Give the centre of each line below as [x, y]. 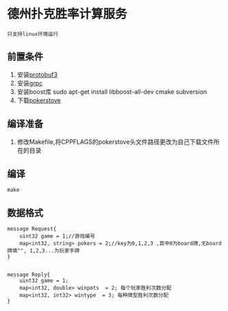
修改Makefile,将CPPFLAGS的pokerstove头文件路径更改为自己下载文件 [115, 142]
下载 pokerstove [39, 100]
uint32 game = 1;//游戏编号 [58, 236]
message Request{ [32, 229]
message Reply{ [29, 275]
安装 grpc [30, 83]
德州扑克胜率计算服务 [67, 14]
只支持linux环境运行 [33, 34]
